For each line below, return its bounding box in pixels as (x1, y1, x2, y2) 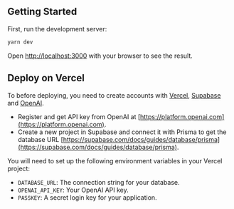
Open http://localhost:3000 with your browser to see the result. (7, 51, 193, 60)
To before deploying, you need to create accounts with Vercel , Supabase (7, 91, 221, 99)
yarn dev (7, 39, 33, 46)
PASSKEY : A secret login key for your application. (17, 193, 158, 202)
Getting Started (7, 6, 78, 18)
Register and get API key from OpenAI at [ (17, 112, 141, 121)
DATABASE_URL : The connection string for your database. (17, 178, 180, 186)
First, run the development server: (7, 24, 107, 33)
